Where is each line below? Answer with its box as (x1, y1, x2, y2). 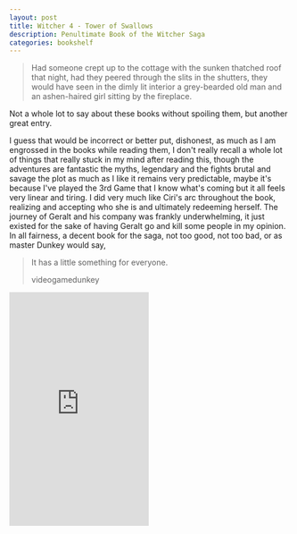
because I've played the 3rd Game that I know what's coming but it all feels (9, 182, 285, 193)
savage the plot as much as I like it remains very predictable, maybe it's (9, 174, 272, 184)
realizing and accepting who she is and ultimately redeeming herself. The (9, 202, 278, 213)
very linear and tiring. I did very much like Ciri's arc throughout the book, (9, 192, 276, 203)
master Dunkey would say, (9, 240, 107, 250)
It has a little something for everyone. (30, 257, 169, 268)
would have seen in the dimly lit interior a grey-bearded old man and (30, 81, 283, 92)
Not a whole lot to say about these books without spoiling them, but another (9, 108, 288, 119)
